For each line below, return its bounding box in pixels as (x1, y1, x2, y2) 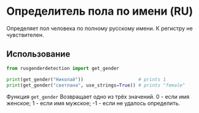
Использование (6, 49, 71, 60)
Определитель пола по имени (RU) (6, 4, 193, 18)
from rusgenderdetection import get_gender (6, 65, 120, 71)
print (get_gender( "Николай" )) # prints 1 (6, 76, 166, 82)
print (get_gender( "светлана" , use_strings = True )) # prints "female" (6, 82, 185, 88)
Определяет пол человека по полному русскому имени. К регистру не (6, 25, 193, 32)
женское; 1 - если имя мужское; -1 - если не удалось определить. (6, 99, 180, 107)
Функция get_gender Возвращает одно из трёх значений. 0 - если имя (6, 93, 190, 101)
